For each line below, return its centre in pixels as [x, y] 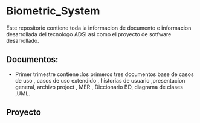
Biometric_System [53, 11]
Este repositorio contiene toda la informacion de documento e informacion [99, 28]
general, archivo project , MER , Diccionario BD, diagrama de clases [99, 87]
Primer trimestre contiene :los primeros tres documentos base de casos [105, 74]
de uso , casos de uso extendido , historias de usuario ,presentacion [100, 80]
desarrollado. [23, 40]
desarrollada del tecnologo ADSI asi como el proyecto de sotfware [89, 34]
